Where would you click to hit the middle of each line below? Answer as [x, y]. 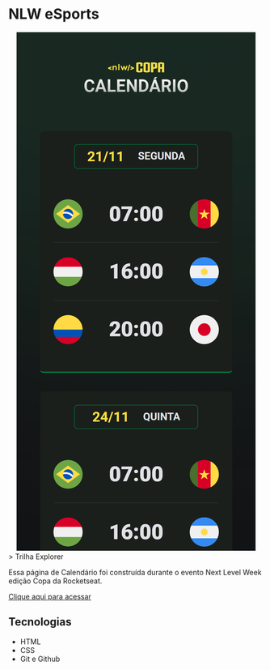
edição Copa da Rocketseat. [55, 581]
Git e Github [40, 659]
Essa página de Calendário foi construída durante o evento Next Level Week [135, 572]
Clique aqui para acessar [50, 596]
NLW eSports [54, 14]
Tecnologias [40, 622]
